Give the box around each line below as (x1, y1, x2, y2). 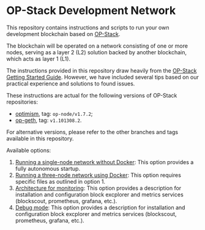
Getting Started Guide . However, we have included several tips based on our (6, 73, 199, 81)
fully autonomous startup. (15, 165, 81, 172)
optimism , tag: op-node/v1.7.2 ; (15, 110, 93, 117)
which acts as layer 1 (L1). (6, 55, 71, 62)
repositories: (6, 98, 39, 106)
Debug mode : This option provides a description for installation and (15, 204, 185, 211)
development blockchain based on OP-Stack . (6, 30, 121, 37)
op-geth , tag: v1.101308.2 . (15, 117, 82, 124)
